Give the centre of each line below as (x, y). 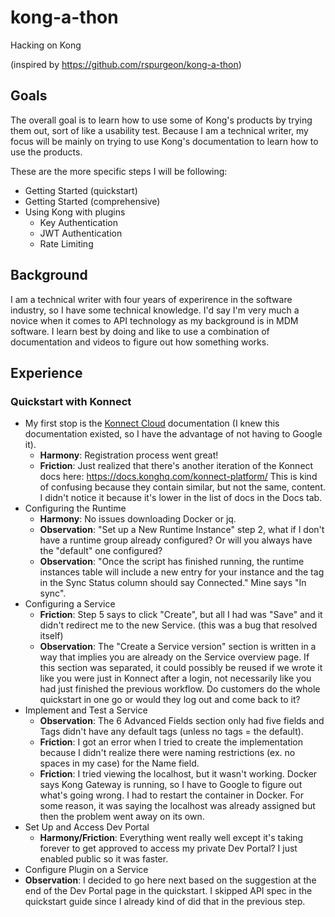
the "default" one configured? (101, 551)
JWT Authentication (81, 233)
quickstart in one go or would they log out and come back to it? (170, 700)
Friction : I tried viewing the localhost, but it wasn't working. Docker (178, 774)
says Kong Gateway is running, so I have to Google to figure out (171, 785)
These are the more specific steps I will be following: (119, 171)
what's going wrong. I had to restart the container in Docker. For (171, 795)
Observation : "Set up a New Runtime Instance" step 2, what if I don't (182, 530)
